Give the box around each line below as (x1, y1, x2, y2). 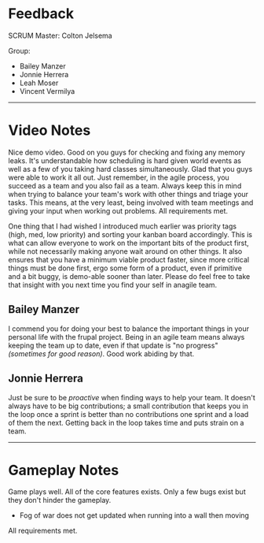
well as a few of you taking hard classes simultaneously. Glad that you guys (8, 164, 253, 173)
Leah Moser (19, 78, 59, 87)
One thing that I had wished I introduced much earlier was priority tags (8, 221, 237, 231)
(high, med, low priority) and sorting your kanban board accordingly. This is (8, 229, 253, 239)
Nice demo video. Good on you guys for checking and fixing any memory (8, 147, 246, 157)
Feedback (8, 5, 75, 23)
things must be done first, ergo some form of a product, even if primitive (8, 263, 242, 273)
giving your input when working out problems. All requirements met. (8, 206, 229, 215)
